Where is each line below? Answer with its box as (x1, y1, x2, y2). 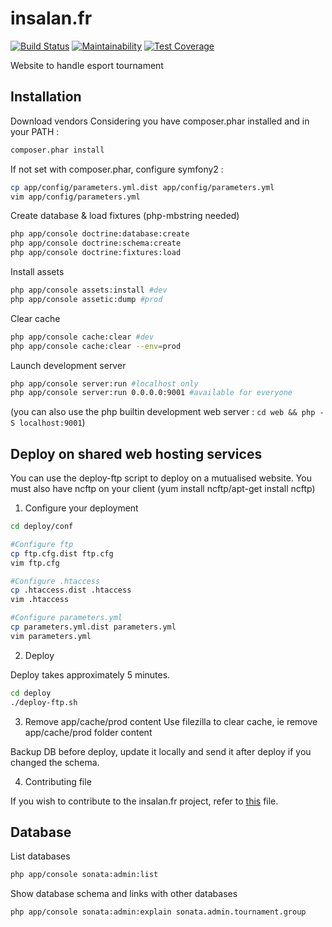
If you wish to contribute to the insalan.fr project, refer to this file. (10, 795, 279, 807)
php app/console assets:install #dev (10, 285, 168, 295)
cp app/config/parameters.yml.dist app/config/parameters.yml (10, 182, 275, 192)
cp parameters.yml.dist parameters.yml (10, 622, 177, 632)
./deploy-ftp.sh (10, 697, 78, 707)
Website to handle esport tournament (10, 59, 164, 71)
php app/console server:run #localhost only (10, 378, 199, 389)
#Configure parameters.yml (10, 613, 123, 623)
